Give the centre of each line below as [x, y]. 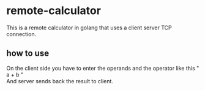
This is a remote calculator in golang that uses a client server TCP [89, 28]
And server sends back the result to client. [60, 81]
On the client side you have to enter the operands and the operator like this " [103, 68]
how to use [28, 54]
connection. [21, 34]
